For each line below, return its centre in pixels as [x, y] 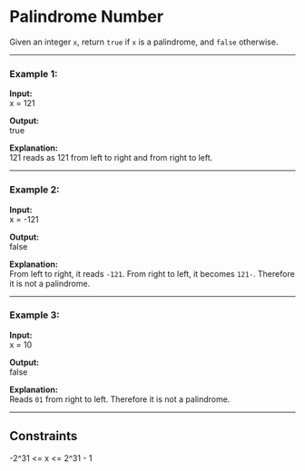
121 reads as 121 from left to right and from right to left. [111, 158]
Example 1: [34, 74]
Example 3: [35, 315]
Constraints [44, 436]
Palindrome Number [87, 17]
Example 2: [34, 190]
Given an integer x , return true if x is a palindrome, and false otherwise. [144, 42]
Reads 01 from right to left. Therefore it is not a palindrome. [120, 399]
